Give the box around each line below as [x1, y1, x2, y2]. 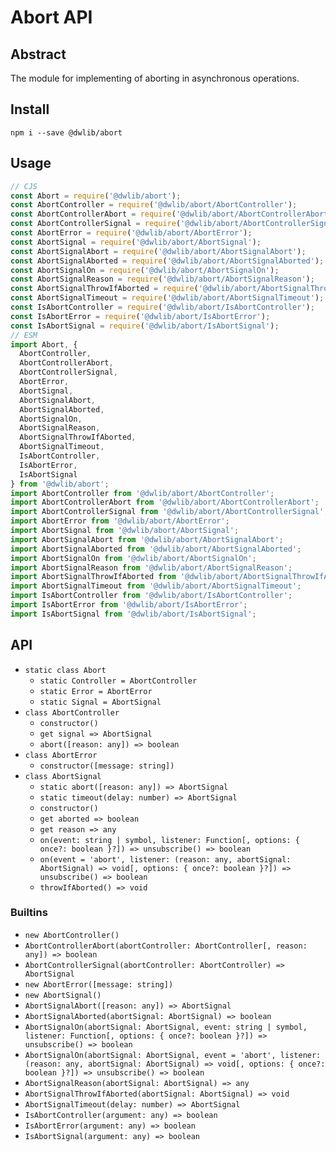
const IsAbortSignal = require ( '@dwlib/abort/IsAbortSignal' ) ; [10, 321, 280, 331]
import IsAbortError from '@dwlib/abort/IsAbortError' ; [10, 600, 248, 610]
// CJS [10, 181, 38, 191]
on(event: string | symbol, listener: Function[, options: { [39, 835, 300, 845]
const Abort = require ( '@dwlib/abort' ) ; [10, 191, 182, 201]
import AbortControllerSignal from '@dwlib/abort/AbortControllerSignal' [10, 507, 325, 517]
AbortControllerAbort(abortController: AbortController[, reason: [24, 941, 308, 951]
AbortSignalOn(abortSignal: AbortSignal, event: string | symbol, [24, 1022, 308, 1032]
